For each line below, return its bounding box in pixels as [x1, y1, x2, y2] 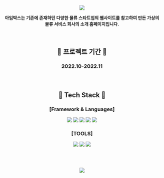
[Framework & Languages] [49, 106, 115, 113]
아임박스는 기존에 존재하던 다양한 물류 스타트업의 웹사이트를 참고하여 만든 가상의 [4, 15, 159, 20]
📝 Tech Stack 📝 [58, 91, 106, 99]
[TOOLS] [71, 130, 93, 137]
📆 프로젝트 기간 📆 [57, 47, 107, 56]
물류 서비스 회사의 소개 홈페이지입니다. [44, 21, 119, 27]
